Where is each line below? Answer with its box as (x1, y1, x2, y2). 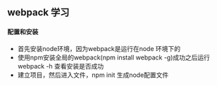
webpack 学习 (7, 6, 70, 19)
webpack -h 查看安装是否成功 (17, 62, 104, 70)
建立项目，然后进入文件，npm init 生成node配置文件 (17, 71, 169, 79)
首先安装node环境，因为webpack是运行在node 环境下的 (17, 44, 181, 52)
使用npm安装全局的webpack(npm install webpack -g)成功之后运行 (17, 53, 210, 62)
